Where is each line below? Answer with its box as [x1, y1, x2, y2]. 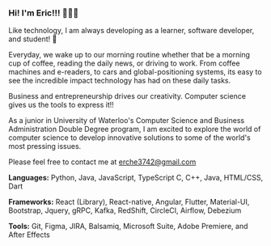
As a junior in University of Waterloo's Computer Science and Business [8, 116, 245, 125]
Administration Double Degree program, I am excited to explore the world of [8, 125, 261, 134]
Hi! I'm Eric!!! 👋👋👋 [8, 7, 79, 19]
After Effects [8, 230, 50, 240]
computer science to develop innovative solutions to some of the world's [8, 133, 251, 142]
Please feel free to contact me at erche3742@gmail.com [8, 157, 197, 167]
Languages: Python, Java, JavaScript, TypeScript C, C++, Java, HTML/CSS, [8, 173, 264, 183]
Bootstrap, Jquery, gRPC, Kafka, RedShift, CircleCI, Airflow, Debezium [8, 206, 242, 215]
